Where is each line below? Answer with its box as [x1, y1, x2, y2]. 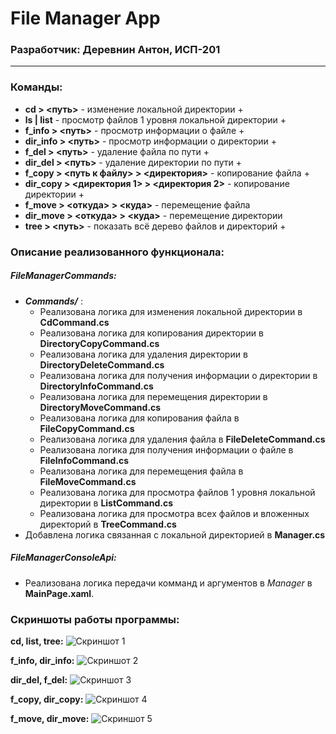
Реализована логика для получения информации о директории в [39, 369, 318, 381]
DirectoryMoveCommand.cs [39, 401, 162, 413]
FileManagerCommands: [10, 270, 117, 282]
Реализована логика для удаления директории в [39, 348, 248, 360]
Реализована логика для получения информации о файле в [39, 443, 294, 456]
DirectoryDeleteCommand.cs [39, 358, 165, 371]
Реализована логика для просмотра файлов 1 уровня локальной [39, 486, 316, 498]
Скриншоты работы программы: [10, 612, 180, 626]
